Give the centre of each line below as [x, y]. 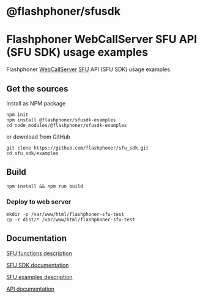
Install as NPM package [36, 103]
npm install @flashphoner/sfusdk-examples [61, 120]
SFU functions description [39, 253]
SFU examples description [39, 277]
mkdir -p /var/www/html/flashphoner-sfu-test [65, 215]
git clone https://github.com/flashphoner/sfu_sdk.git [78, 148]
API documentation [31, 289]
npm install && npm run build [45, 186]
